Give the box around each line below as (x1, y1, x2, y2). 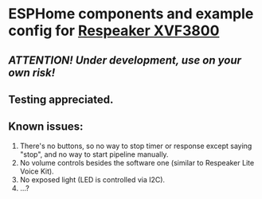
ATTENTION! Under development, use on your (8, 53, 241, 67)
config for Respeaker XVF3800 (8, 21, 220, 40)
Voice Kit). (19, 166, 54, 176)
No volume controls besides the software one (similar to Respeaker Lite (19, 158, 255, 167)
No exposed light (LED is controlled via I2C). (19, 174, 166, 184)
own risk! (8, 65, 56, 80)
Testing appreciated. (8, 92, 114, 106)
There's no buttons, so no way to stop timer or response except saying (19, 141, 252, 150)
